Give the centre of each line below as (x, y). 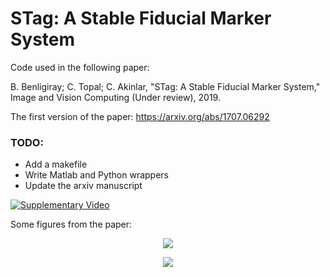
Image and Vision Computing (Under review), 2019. (115, 97)
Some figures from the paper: (71, 224)
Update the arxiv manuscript (83, 186)
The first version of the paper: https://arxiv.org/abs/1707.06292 (140, 116)
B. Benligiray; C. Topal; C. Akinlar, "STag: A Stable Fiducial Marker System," (165, 86)
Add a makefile (56, 164)
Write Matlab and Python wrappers (96, 175)
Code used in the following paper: (80, 67)
